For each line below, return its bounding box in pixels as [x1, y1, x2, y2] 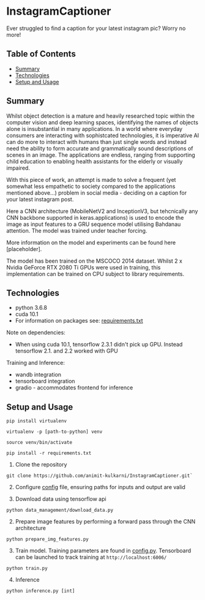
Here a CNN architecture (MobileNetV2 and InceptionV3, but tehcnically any [6, 207, 198, 215]
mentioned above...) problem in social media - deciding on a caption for [6, 189, 187, 197]
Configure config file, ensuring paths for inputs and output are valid [15, 484, 185, 491]
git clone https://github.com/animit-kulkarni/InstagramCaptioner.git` [6, 473, 193, 479]
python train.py [6, 565, 48, 572]
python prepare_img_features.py [6, 536, 89, 542]
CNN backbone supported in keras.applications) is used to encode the [6, 214, 184, 221]
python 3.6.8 [15, 304, 48, 312]
